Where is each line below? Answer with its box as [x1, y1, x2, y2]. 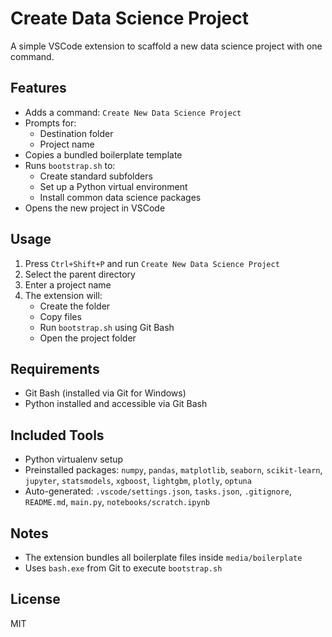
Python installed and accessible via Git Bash [24, 398, 208, 410]
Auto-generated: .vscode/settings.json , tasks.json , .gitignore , [24, 485, 293, 497]
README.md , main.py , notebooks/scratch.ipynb [24, 496, 210, 508]
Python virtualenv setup [24, 453, 124, 466]
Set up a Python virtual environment [39, 180, 188, 192]
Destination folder [39, 127, 114, 139]
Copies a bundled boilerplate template [24, 148, 183, 161]
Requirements [10, 360, 100, 377]
